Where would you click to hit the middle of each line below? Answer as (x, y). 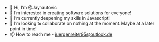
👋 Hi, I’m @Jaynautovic (33, 8)
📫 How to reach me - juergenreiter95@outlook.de (61, 34)
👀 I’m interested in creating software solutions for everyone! (71, 13)
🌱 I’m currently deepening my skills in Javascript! (60, 18)
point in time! (23, 29)
